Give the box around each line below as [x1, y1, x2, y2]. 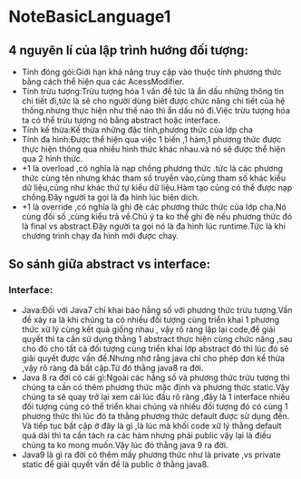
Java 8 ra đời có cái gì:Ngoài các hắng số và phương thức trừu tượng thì [21, 372, 291, 383]
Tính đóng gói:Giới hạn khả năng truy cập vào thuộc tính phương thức [21, 66, 282, 77]
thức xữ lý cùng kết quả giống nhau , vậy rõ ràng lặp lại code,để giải [21, 324, 276, 335]
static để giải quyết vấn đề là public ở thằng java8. [21, 458, 209, 469]
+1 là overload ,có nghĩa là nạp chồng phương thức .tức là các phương [21, 163, 283, 173]
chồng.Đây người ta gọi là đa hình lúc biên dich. [21, 192, 200, 202]
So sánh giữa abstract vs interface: [8, 257, 211, 272]
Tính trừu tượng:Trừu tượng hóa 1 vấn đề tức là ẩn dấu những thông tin [21, 86, 285, 96]
